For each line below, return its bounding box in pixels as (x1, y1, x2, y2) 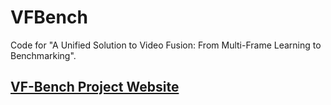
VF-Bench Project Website (10, 79, 180, 96)
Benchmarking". (10, 49, 77, 61)
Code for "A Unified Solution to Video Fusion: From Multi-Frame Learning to (10, 39, 322, 51)
